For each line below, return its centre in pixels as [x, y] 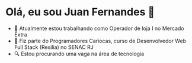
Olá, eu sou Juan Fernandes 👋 [80, 12]
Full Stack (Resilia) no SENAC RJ [54, 47]
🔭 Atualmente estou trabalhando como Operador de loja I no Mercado [99, 28]
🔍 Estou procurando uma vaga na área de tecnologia [79, 54]
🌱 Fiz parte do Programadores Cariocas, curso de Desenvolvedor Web [100, 41]
